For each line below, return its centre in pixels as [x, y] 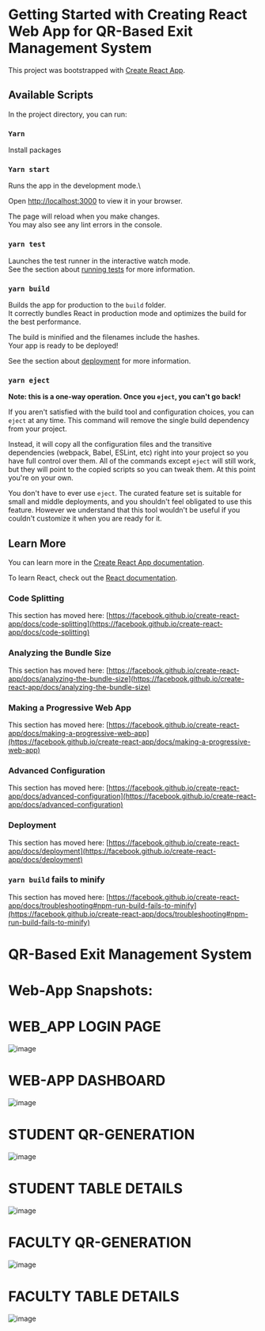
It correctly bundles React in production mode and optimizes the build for [127, 313]
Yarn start [29, 169]
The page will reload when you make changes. [84, 216]
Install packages [35, 150]
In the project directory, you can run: [68, 114]
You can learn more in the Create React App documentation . [106, 563]
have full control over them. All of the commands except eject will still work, [132, 461]
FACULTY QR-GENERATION [100, 1243]
